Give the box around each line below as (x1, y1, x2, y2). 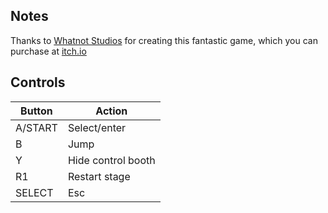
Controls (10, 74, 66, 91)
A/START (15, 120, 58, 134)
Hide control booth (67, 153, 156, 167)
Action (95, 104, 128, 118)
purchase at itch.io (10, 45, 87, 57)
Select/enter (67, 120, 127, 134)
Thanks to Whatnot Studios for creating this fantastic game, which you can (10, 34, 318, 46)
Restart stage (67, 169, 131, 183)
